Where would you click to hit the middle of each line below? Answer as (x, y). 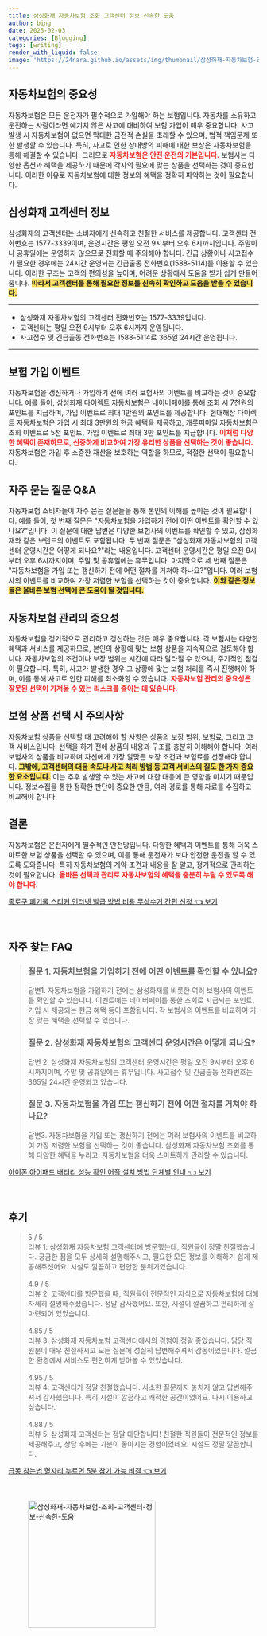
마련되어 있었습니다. (58, 1313)
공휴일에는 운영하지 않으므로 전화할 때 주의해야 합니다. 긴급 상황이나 (121, 253)
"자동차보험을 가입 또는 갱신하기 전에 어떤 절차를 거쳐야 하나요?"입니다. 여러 (126, 571)
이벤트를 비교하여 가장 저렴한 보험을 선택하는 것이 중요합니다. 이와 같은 (132, 581)
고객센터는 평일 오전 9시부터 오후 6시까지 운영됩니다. (102, 327)
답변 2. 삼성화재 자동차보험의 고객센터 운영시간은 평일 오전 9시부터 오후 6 (141, 1061)
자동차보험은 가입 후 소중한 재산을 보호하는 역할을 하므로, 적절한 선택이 (117, 453)
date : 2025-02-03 (37, 30)
